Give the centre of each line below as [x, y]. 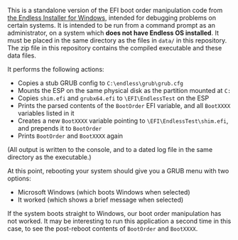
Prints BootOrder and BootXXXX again [70, 136]
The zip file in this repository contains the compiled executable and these [115, 48]
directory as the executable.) [49, 157]
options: [20, 178]
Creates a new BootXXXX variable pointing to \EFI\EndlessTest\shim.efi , [123, 121]
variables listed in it [46, 113]
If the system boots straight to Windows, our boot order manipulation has [114, 213]
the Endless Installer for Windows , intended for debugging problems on [112, 18]
